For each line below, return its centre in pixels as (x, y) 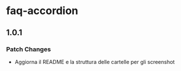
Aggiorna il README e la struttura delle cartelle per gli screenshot (95, 62)
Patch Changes (29, 49)
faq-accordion (42, 11)
